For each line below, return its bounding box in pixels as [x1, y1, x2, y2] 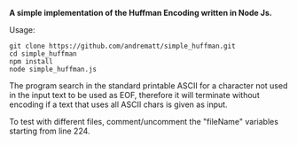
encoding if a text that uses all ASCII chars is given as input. [9, 99, 228, 110]
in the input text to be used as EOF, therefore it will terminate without [9, 90, 260, 100]
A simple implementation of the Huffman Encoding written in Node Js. [9, 8, 272, 18]
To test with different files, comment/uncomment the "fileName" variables [9, 117, 279, 126]
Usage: [9, 25, 35, 34]
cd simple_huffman [9, 50, 77, 58]
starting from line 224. [9, 126, 90, 136]
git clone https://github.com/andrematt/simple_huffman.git [9, 42, 237, 50]
